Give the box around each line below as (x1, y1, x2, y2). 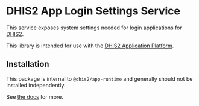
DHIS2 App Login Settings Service (6, 4, 181, 18)
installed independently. (6, 81, 66, 89)
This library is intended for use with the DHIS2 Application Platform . (6, 42, 174, 49)
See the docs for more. (6, 93, 63, 100)
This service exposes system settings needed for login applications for (6, 24, 182, 31)
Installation (6, 59, 49, 69)
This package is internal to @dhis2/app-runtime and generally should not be (6, 75, 193, 82)
